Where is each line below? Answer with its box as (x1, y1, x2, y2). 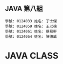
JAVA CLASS (5, 50, 59, 61)
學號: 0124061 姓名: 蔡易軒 (5, 29, 57, 34)
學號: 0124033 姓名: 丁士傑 (5, 18, 57, 23)
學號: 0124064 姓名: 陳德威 (5, 34, 57, 39)
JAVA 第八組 (5, 4, 43, 13)
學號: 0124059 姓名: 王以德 (5, 24, 57, 29)
